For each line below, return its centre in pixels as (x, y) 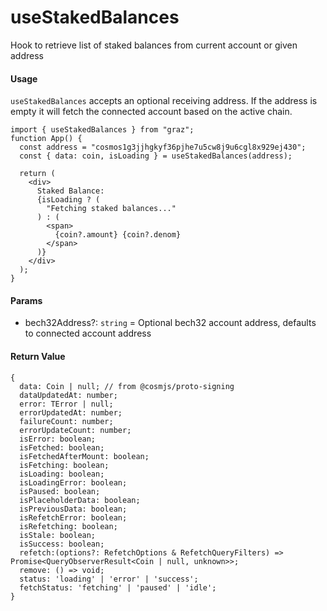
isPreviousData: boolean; (73, 509)
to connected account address (88, 333)
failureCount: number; (66, 421)
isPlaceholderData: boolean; (80, 500)
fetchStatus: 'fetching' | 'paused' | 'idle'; (118, 587)
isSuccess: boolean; (62, 544)
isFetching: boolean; (64, 465)
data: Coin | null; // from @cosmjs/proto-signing (127, 386)
